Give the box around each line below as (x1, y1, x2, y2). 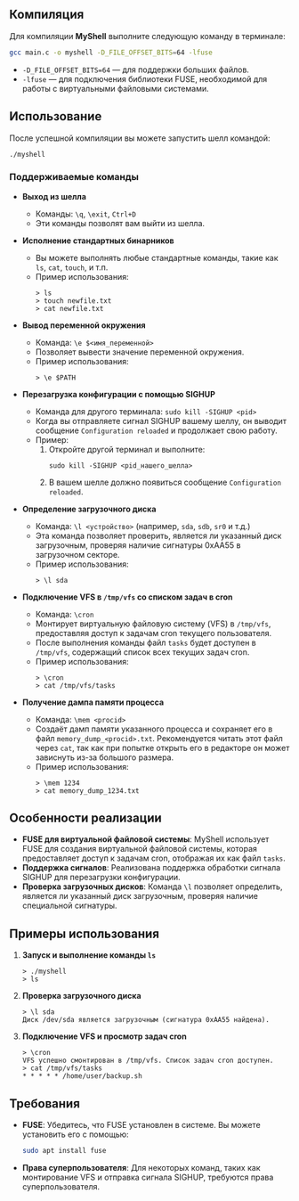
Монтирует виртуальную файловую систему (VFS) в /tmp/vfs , (35, 618, 271, 629)
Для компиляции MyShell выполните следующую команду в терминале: (9, 30, 287, 41)
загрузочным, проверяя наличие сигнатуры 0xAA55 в (35, 539, 241, 551)
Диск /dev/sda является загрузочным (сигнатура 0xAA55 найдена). (21, 1016, 270, 1025)
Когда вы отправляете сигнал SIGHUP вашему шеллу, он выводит (35, 415, 287, 426)
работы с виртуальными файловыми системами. (21, 83, 209, 94)
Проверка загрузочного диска (21, 991, 141, 1001)
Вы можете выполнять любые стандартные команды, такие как (35, 252, 279, 263)
